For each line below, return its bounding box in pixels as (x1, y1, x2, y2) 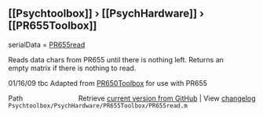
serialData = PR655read (8, 40, 86, 49)
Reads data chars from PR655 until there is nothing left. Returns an (8, 55, 224, 64)
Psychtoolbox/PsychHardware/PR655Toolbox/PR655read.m (8, 101, 188, 109)
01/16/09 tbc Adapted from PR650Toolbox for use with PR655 (8, 78, 208, 87)
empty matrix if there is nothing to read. (8, 63, 137, 73)
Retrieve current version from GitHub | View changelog (78, 94, 256, 103)
